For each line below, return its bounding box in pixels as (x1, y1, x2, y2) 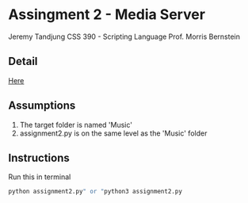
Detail (8, 55, 38, 68)
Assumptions (8, 99, 76, 113)
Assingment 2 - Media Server (8, 6, 206, 24)
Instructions (8, 151, 70, 164)
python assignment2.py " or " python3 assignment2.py (8, 188, 182, 196)
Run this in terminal (8, 172, 71, 182)
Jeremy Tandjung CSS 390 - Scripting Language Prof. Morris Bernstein (8, 32, 240, 41)
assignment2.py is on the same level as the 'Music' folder (19, 128, 208, 138)
